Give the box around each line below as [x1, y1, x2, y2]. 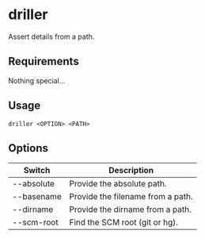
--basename [12, 191, 62, 202]
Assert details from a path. [8, 32, 95, 41]
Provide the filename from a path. [69, 191, 193, 202]
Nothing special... [8, 75, 66, 85]
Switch [23, 165, 51, 176]
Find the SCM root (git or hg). [69, 217, 178, 228]
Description [108, 165, 154, 176]
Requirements [8, 55, 79, 68]
